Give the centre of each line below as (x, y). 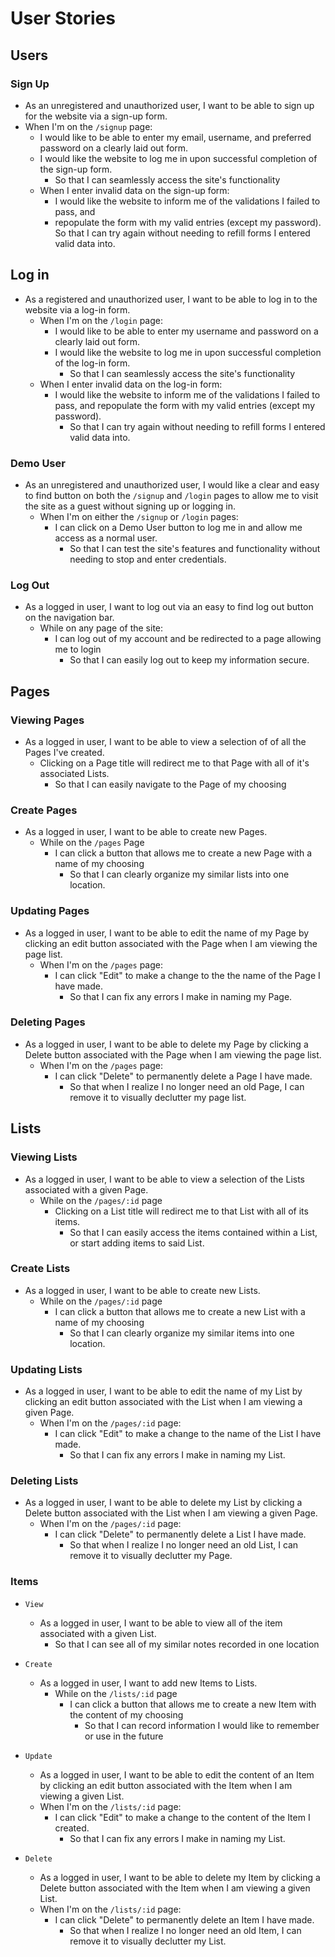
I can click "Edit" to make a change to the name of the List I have (188, 1434)
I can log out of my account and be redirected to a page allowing (188, 639)
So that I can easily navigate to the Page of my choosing (170, 784)
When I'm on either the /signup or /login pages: (139, 516)
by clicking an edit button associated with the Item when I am (166, 1785)
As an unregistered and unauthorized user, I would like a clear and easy (172, 484)
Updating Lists (46, 1369)
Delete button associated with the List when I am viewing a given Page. (171, 1513)
